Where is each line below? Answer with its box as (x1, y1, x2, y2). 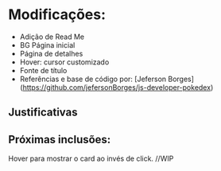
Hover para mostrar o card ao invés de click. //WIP (8, 154, 174, 164)
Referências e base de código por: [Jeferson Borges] (19, 74, 195, 84)
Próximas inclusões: (8, 133, 111, 146)
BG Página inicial (19, 40, 76, 49)
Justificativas (8, 106, 78, 119)
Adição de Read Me (19, 32, 85, 41)
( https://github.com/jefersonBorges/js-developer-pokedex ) (19, 82, 214, 92)
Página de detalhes (19, 49, 83, 58)
